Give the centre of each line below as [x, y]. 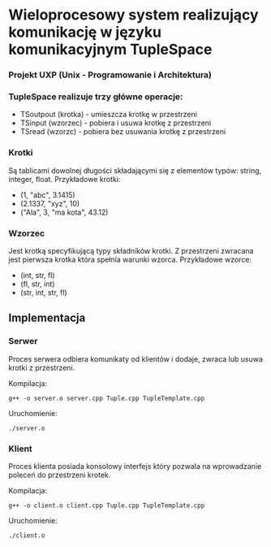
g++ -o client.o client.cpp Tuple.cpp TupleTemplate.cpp [107, 506]
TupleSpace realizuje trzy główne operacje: [96, 97]
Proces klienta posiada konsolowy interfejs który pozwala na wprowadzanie [135, 466]
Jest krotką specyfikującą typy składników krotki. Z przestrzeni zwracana [131, 251]
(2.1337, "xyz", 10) [50, 203]
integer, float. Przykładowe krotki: [65, 179]
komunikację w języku [85, 32]
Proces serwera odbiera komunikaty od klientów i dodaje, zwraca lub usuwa [136, 358]
